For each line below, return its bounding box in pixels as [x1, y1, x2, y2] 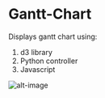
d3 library [19, 47, 52, 57]
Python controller [19, 56, 78, 66]
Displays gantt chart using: [8, 32, 98, 41]
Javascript [19, 64, 56, 74]
